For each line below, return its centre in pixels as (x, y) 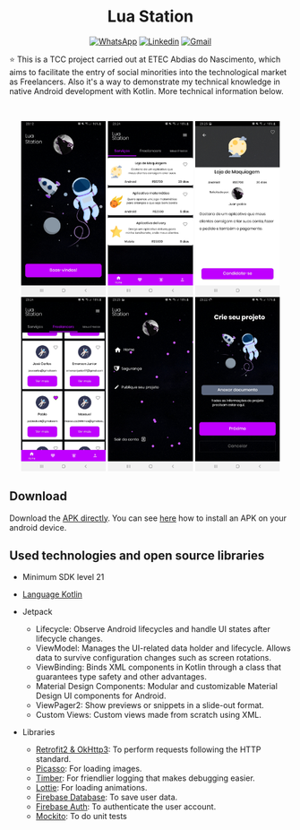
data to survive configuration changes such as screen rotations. (153, 658)
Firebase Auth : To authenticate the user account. (126, 807)
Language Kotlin (52, 594)
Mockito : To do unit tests (81, 817)
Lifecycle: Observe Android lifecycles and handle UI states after (153, 629)
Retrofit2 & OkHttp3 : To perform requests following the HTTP (148, 749)
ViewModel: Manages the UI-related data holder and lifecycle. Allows (163, 648)
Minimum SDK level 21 (63, 577)
